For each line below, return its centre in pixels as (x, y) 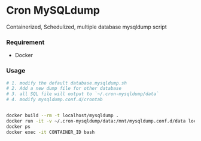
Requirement (25, 42)
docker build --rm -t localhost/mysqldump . (63, 116)
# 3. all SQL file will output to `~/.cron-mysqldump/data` (83, 94)
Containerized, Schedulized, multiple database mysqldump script (86, 27)
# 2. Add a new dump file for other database (64, 89)
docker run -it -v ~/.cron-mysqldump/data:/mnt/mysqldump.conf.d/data (96, 121)
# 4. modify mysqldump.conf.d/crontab (54, 100)
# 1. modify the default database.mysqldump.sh (67, 83)
